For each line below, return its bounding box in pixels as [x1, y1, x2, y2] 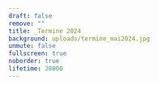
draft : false [8, 11, 53, 20]
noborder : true [8, 57, 60, 66]
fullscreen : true [8, 49, 67, 57]
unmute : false [8, 42, 57, 50]
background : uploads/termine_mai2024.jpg [8, 34, 151, 43]
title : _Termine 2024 [8, 27, 82, 35]
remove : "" [8, 19, 45, 28]
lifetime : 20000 [8, 65, 63, 73]
